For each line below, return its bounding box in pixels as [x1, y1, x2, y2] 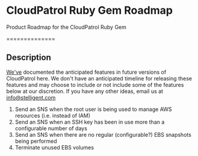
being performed [14, 137, 57, 145]
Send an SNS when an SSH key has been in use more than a [14, 118, 165, 125]
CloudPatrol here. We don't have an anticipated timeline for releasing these [6, 74, 193, 82]
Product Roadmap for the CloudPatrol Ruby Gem [6, 23, 126, 31]
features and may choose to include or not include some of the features [6, 81, 184, 88]
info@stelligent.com [6, 94, 56, 101]
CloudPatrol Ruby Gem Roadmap [6, 4, 173, 17]
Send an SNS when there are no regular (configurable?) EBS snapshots [14, 131, 191, 138]
